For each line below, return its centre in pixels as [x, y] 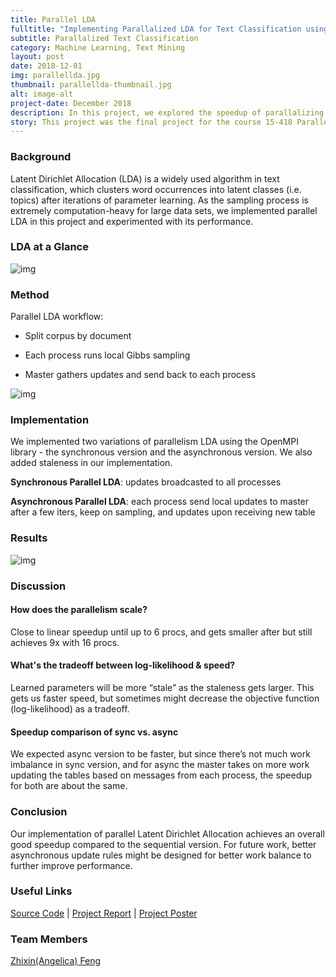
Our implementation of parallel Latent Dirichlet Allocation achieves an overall [167, 833]
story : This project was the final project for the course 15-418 [151, 122]
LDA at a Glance [49, 247]
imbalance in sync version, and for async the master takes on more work [160, 765]
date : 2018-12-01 [46, 66]
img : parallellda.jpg [55, 76]
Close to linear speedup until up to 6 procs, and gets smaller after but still [161, 632]
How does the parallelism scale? [79, 610]
